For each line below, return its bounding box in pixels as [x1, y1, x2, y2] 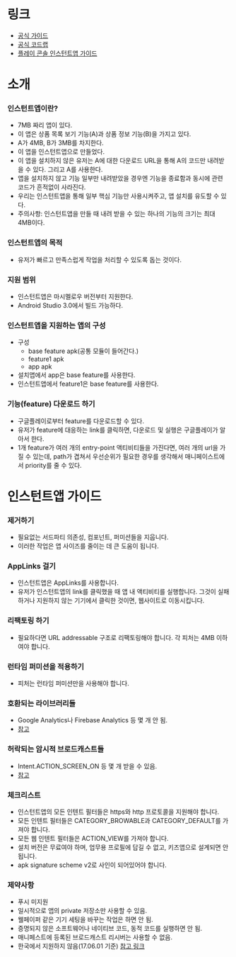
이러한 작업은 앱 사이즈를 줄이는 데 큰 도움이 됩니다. [17, 542, 159, 550]
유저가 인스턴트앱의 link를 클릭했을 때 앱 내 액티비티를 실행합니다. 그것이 [17, 588, 217, 596]
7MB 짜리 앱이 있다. [17, 121, 73, 130]
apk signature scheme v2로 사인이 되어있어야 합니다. [17, 861, 167, 869]
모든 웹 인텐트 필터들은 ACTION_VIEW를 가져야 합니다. [17, 834, 169, 842]
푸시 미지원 [17, 897, 49, 906]
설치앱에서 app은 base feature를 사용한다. [17, 371, 136, 379]
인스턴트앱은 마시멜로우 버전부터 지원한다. [17, 292, 134, 301]
